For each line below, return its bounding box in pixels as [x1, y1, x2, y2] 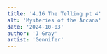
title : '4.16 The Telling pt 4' [7, 10, 101, 18]
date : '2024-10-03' [7, 23, 64, 30]
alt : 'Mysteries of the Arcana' [7, 17, 101, 24]
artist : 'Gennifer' [7, 36, 64, 43]
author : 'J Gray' [7, 29, 58, 37]
